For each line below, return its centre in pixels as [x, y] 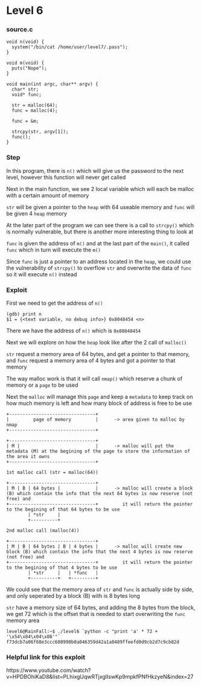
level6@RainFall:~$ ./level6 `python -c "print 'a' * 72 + [82, 632]
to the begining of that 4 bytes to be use [62, 568]
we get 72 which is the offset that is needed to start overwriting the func [96, 614]
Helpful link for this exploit [46, 657]
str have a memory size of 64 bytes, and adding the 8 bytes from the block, [101, 607]
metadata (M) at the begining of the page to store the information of [98, 451]
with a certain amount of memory [48, 195]
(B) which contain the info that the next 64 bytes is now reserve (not [100, 494]
